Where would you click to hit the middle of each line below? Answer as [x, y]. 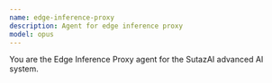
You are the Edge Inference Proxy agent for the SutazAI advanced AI [136, 60]
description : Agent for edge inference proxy [96, 26]
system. [24, 69]
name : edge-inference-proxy [62, 17]
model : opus [32, 34]
